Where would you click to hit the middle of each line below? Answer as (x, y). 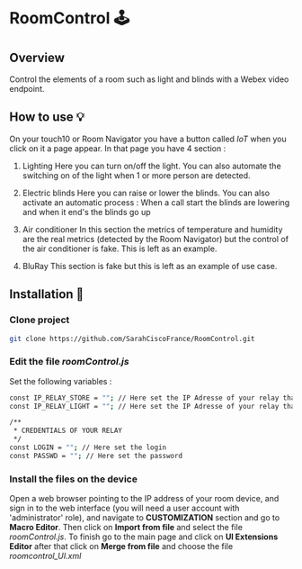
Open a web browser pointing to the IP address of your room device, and (144, 499)
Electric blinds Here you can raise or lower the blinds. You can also (146, 193)
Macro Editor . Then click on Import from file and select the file (126, 528)
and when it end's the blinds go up (86, 212)
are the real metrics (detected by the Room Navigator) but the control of (155, 239)
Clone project (40, 320)
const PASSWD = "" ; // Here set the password (96, 456)
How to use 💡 (47, 117)
